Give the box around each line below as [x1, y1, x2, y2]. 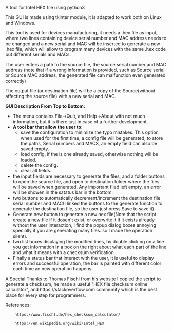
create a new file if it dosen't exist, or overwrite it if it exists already [12, 217, 155, 223]
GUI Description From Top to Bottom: [5, 103, 86, 109]
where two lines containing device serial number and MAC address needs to [5, 35, 167, 41]
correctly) [5, 78, 27, 84]
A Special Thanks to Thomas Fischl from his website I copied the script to [5, 276, 161, 282]
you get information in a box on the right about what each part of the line [12, 244, 167, 250]
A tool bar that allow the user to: [12, 124, 83, 130]
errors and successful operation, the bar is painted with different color [12, 260, 162, 266]
